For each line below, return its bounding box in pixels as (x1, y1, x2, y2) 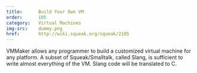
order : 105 (6, 14, 47, 20)
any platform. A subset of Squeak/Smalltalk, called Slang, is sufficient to (6, 54, 183, 61)
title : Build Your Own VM (6, 8, 84, 15)
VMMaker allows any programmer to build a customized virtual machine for (6, 47, 191, 54)
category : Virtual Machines (6, 20, 82, 26)
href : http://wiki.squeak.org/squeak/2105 (6, 31, 130, 37)
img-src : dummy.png (6, 25, 63, 32)
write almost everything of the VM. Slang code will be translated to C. (6, 60, 177, 68)
